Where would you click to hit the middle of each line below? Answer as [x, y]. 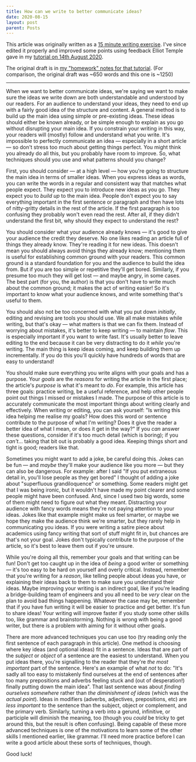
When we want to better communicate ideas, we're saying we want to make [97, 91]
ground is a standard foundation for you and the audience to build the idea [95, 263]
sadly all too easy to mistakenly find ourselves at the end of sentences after [97, 674]
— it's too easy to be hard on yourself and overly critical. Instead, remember [98, 570]
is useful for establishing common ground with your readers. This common [96, 257]
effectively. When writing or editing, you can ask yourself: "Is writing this [93, 410]
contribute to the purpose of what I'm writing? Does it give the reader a [91, 423]
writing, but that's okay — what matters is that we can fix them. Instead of [95, 324]
